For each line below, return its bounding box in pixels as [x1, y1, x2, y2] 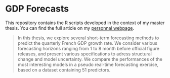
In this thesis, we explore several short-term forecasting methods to [17, 35, 159, 41]
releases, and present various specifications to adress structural [17, 51, 152, 57]
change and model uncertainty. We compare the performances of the [17, 56, 163, 62]
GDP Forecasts [5, 3, 69, 15]
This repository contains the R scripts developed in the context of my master [5, 20, 165, 26]
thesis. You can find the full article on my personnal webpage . [5, 25, 135, 31]
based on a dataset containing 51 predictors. [17, 66, 111, 73]
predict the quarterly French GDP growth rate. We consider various [17, 40, 158, 46]
